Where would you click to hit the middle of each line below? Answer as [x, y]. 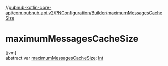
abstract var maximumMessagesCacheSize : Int [54, 58]
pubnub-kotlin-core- [30, 7]
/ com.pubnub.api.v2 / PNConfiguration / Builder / [59, 13]
